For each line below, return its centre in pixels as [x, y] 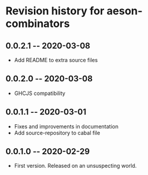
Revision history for [55, 11]
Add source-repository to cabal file [57, 133]
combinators [38, 24]
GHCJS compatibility [40, 93]
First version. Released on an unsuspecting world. [75, 166]
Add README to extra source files [56, 60]
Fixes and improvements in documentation [66, 126]
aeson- [125, 11]
